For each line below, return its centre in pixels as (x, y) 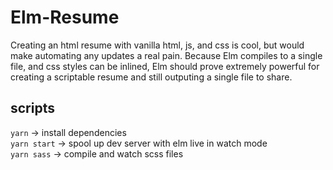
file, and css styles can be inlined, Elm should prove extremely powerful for (165, 66)
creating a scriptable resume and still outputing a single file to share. (151, 77)
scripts (32, 108)
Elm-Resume (65, 17)
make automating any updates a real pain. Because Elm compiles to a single (166, 55)
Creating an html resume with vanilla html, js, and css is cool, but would (157, 45)
